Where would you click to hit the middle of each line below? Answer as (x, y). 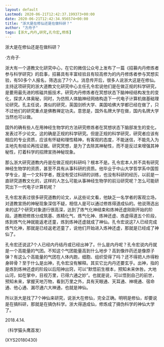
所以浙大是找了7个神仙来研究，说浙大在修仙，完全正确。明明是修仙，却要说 (81, 298)
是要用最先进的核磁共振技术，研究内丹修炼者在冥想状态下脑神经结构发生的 (80, 92)
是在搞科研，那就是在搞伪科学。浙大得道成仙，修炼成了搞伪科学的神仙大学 (80, 304)
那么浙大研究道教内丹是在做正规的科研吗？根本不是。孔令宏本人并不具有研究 (82, 162)
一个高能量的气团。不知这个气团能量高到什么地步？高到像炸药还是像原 (80, 251)
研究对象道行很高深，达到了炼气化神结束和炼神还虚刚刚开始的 (86, 210)
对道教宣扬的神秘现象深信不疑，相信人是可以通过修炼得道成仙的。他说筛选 (80, 203)
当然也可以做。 (20, 117)
